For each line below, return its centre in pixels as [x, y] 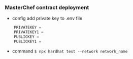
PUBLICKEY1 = [28, 41]
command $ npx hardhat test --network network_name [70, 51]
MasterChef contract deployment [47, 7]
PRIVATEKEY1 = [29, 32]
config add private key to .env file [47, 18]
